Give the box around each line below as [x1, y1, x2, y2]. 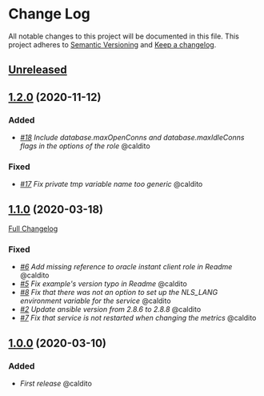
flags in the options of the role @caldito [19, 141, 150, 151]
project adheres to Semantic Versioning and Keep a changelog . [8, 39, 217, 49]
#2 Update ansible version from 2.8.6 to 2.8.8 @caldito [19, 305, 202, 314]
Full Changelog [8, 224, 58, 233]
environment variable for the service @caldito [19, 296, 171, 305]
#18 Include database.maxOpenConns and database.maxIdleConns [19, 133, 245, 143]
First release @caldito [19, 378, 92, 389]
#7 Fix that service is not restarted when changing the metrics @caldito [19, 313, 257, 323]
